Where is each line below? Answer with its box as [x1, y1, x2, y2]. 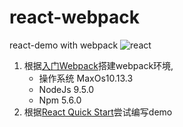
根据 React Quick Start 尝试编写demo [23, 106, 173, 118]
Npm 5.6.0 [38, 94, 82, 106]
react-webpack [9, 6, 140, 29]
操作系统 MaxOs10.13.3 [38, 72, 134, 84]
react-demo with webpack [9, 39, 119, 51]
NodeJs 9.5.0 [38, 83, 95, 95]
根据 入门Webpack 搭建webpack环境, [23, 59, 174, 71]
